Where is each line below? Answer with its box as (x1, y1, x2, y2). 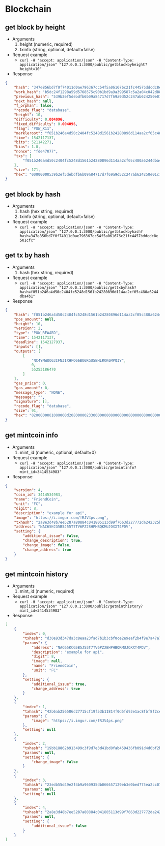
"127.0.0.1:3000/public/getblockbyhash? (59, 229, 143, 234)
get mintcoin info (5, 431, 58, 439)
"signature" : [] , (14, 399, 50, 404)
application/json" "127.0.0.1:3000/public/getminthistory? (19, 604, 143, 609)
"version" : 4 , (14, 488, 43, 493)
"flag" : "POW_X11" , (14, 126, 54, 131)
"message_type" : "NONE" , (14, 390, 65, 395)
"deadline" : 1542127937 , (14, 340, 65, 345)
